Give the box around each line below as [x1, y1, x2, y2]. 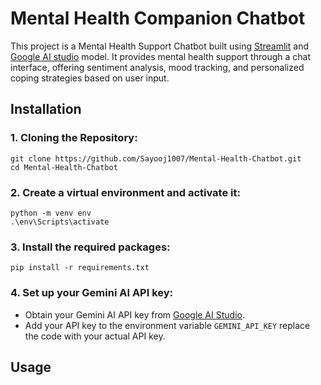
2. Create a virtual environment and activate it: [10, 185, 241, 199]
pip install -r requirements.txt [10, 263, 150, 273]
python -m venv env [10, 208, 92, 218]
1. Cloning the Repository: [10, 131, 138, 145]
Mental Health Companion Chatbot [10, 7, 306, 30]
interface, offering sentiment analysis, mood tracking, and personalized [10, 61, 305, 73]
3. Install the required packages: [10, 240, 171, 254]
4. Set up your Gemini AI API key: [10, 286, 174, 300]
